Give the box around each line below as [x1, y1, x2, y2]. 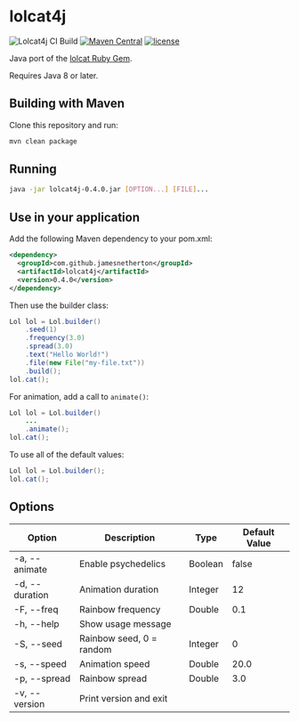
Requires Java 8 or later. [9, 69, 99, 81]
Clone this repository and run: [9, 119, 118, 130]
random [78, 643, 112, 655]
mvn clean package [9, 136, 77, 146]
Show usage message [78, 617, 172, 629]
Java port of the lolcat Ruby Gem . [9, 53, 133, 63]
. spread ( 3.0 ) [25, 342, 74, 351]
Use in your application [9, 209, 141, 224]
